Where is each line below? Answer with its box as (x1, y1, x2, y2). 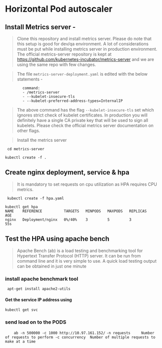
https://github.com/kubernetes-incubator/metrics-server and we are (17, 57, 154, 62)
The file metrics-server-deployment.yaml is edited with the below (17, 71, 148, 77)
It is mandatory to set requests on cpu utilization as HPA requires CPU (17, 181, 157, 187)
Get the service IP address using (5, 296, 72, 303)
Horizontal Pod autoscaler (5, 3, 113, 15)
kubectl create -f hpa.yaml (7, 196, 64, 201)
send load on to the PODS (5, 319, 67, 326)
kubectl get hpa (5, 204, 38, 209)
